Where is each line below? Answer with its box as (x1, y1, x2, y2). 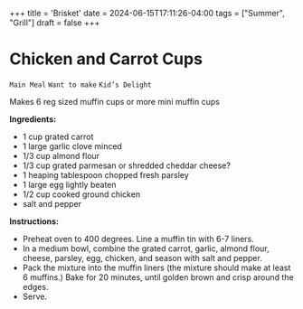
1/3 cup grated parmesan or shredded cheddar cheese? (22, 160, 231, 171)
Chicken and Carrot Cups (9, 49, 204, 70)
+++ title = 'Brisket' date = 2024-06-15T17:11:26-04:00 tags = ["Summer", (9, 8, 285, 18)
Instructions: (9, 216, 60, 227)
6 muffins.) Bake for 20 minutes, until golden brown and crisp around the (22, 271, 294, 283)
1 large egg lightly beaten (22, 179, 117, 190)
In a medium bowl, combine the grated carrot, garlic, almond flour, (22, 243, 270, 254)
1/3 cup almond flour (22, 150, 100, 161)
